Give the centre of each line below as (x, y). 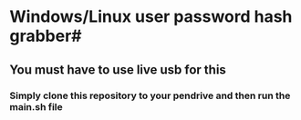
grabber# (46, 36)
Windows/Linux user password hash (151, 17)
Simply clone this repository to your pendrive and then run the (150, 95)
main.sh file (36, 106)
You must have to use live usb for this (118, 70)
